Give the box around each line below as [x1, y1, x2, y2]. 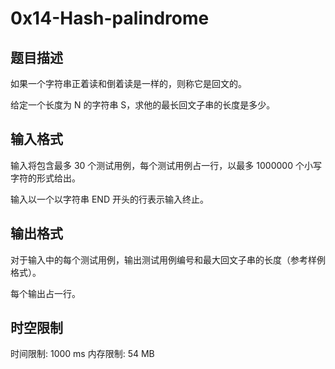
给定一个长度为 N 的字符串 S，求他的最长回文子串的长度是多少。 [10, 99, 276, 111]
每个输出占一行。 [10, 287, 81, 299]
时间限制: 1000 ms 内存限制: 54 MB [10, 348, 155, 360]
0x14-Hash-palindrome [10, 7, 210, 30]
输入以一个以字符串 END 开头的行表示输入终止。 [10, 193, 209, 205]
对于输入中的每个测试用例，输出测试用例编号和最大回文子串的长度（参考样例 [10, 253, 326, 266]
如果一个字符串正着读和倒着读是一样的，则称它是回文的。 [10, 78, 247, 89]
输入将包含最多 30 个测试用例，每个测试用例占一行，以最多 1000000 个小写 [10, 159, 322, 171]
